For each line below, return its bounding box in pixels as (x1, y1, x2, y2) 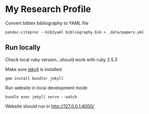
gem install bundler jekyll (5, 76, 64, 81)
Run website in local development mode (5, 84, 87, 90)
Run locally (5, 43, 41, 52)
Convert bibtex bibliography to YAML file (5, 20, 89, 26)
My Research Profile (5, 3, 91, 15)
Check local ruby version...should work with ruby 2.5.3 (5, 56, 117, 62)
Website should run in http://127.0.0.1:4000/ (5, 103, 94, 109)
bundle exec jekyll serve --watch (5, 94, 77, 99)
